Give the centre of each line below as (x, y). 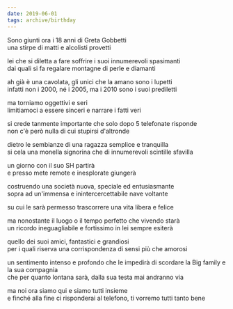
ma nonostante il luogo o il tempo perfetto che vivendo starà (94, 221)
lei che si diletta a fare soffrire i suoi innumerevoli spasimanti (94, 61)
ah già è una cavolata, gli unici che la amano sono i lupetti (90, 81)
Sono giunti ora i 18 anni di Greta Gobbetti (67, 40)
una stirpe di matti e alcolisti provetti (59, 47)
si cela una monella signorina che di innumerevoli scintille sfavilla (100, 152)
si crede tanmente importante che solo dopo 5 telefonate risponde (102, 123)
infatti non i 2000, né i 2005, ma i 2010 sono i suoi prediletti (92, 89)
